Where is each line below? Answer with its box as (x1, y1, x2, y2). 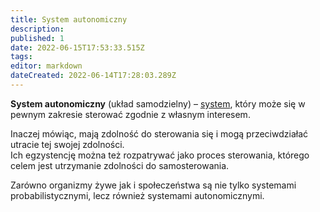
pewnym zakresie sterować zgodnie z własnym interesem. (10, 108, 251, 120)
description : (10, 24, 65, 34)
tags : (10, 52, 33, 62)
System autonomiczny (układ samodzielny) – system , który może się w (10, 97, 306, 110)
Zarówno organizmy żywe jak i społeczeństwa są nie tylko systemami (10, 179, 297, 191)
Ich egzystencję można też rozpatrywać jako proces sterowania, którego (10, 149, 310, 161)
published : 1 (10, 33, 65, 43)
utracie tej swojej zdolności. (10, 138, 125, 150)
